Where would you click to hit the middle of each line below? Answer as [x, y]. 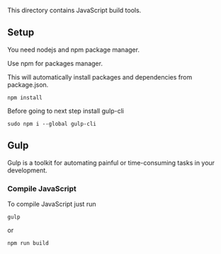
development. [27, 170]
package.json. [28, 84]
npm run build [28, 243]
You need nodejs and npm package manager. [74, 50]
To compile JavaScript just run [52, 204]
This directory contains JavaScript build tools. [74, 10]
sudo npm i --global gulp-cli [52, 123]
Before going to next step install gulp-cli [66, 111]
